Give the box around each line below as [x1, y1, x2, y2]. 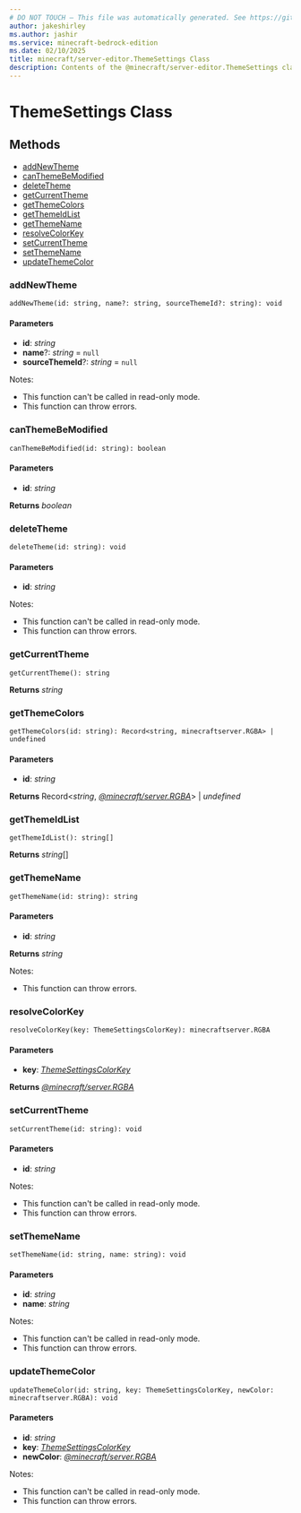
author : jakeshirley [9, 22, 87, 30]
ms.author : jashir [9, 30, 78, 39]
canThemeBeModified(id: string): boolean [9, 444, 167, 453]
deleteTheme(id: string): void [9, 543, 126, 552]
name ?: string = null [21, 347, 100, 359]
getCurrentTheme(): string [9, 669, 110, 678]
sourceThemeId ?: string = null [21, 357, 138, 367]
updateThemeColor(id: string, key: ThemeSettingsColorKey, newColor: [9, 1386, 275, 1395]
